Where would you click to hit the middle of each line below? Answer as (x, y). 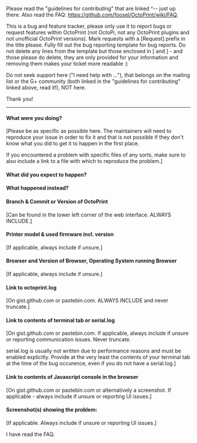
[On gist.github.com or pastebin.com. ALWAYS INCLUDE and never (87, 301)
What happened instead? (38, 188)
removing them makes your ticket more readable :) (67, 64)
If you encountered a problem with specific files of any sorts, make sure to (96, 155)
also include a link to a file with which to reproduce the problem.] (84, 161)
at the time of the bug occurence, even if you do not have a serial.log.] (91, 364)
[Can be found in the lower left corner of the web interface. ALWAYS (89, 215)
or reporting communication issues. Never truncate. (68, 339)
